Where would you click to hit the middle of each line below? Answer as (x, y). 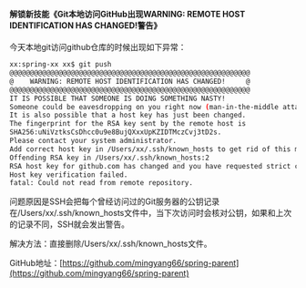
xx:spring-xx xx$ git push (61, 65)
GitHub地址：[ (36, 263)
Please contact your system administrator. (93, 141)
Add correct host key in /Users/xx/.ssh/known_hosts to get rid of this (150, 149)
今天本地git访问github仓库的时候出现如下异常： (98, 47)
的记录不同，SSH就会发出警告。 (70, 224)
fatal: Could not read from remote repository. (102, 183)
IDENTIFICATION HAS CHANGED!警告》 (86, 25)
